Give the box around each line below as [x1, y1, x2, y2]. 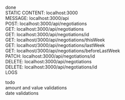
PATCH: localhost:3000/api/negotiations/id [5, 53, 95, 59]
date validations [5, 90, 39, 96]
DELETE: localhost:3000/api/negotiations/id [5, 64, 97, 70]
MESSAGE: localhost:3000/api [5, 15, 69, 21]
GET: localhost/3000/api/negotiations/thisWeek [5, 37, 105, 43]
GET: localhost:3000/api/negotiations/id [5, 32, 89, 37]
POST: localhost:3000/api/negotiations [5, 20, 87, 27]
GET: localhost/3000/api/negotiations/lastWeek [5, 42, 105, 48]
